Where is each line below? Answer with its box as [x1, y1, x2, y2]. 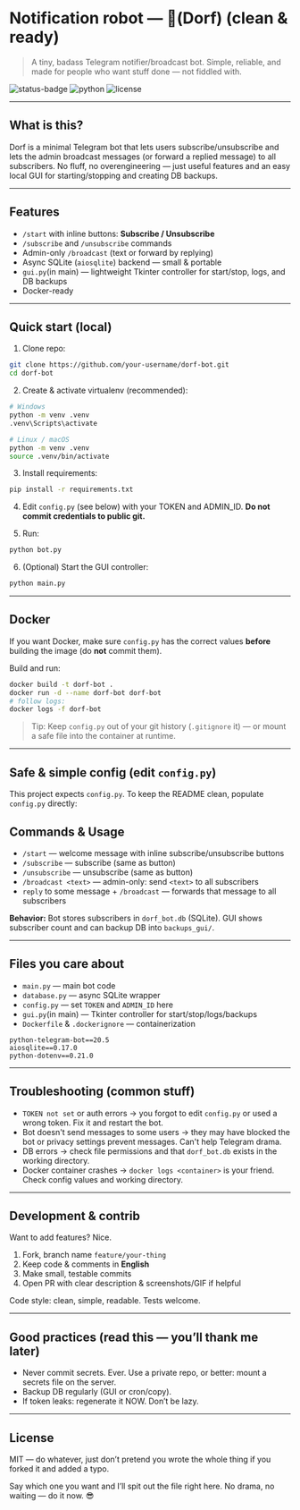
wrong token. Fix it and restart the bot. [21, 1117, 163, 1128]
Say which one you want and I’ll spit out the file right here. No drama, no [9, 1480, 275, 1491]
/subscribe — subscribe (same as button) [21, 857, 176, 868]
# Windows [9, 403, 46, 411]
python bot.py [9, 546, 62, 555]
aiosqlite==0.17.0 [9, 1043, 78, 1052]
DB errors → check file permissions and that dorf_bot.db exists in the [21, 1145, 278, 1157]
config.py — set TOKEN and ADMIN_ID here [21, 999, 174, 1010]
